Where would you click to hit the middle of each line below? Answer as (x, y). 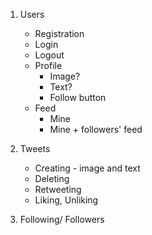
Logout (49, 55)
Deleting (52, 178)
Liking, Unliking (66, 200)
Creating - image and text (87, 168)
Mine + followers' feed (96, 129)
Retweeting (58, 189)
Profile (48, 65)
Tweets (35, 148)
